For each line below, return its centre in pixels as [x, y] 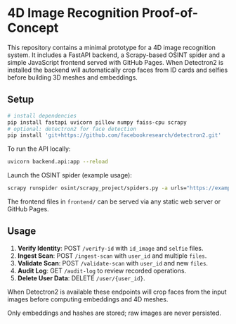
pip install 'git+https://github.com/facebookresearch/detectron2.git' [114, 135]
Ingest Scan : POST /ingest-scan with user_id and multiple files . [112, 256]
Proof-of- [170, 13]
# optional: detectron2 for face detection [72, 129]
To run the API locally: [39, 149]
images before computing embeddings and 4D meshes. [88, 299]
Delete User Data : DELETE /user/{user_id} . [81, 278]
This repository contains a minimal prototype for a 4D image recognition [112, 47]
